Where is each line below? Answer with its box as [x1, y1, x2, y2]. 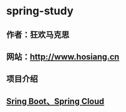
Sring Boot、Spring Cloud [6, 96, 104, 106]
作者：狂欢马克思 [6, 29, 70, 40]
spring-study [6, 4, 74, 18]
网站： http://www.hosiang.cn [6, 52, 120, 62]
